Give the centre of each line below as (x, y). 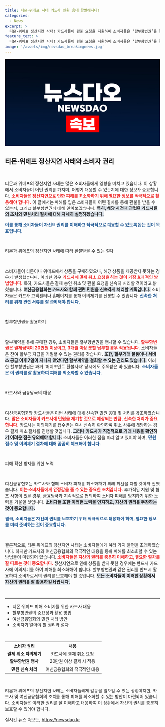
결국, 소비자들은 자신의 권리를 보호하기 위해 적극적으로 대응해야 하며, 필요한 (76, 519)
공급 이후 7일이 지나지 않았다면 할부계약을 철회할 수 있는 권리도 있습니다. (79, 360)
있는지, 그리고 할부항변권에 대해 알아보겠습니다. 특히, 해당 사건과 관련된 (73, 208)
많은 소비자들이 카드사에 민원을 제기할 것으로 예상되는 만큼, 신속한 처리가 (80, 419)
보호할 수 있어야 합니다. (27, 709)
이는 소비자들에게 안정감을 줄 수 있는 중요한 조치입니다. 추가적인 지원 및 (87, 490)
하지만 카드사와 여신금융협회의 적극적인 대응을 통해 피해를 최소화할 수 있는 (86, 551)
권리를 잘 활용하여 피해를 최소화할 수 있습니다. (58, 373)
